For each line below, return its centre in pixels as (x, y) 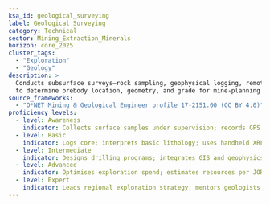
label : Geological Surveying (57, 23)
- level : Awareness (48, 120)
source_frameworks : (41, 98)
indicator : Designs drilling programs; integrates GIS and (124, 157)
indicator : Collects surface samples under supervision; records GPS (142, 128)
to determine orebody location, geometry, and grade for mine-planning (138, 90)
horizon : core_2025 (41, 46)
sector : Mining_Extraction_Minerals (70, 38)
